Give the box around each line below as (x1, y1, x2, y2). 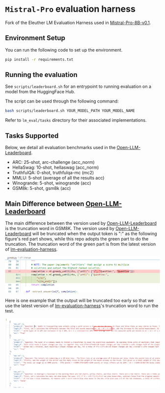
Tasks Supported (5, 131, 59, 140)
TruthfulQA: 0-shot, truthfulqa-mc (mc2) (12, 170, 94, 176)
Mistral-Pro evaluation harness (5, 3, 136, 15)
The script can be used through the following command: (5, 98, 119, 104)
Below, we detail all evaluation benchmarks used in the (5, 145, 116, 151)
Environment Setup (5, 34, 65, 42)
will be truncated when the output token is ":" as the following (32, 231, 157, 236)
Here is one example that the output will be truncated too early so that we (5, 297, 154, 303)
